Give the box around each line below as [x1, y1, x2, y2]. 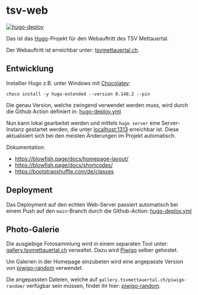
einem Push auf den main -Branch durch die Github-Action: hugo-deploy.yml [6, 207, 192, 215]
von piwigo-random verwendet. [6, 265, 84, 272]
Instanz [6, 126, 24, 133]
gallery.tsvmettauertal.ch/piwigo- [99, 277, 187, 283]
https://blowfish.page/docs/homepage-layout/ [14, 155, 129, 162]
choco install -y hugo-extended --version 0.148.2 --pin [6, 91, 150, 97]
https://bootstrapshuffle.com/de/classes [14, 167, 114, 175]
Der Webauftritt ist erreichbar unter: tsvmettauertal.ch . [6, 46, 140, 54]
